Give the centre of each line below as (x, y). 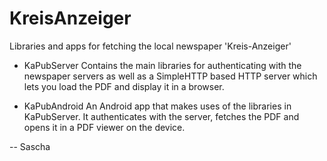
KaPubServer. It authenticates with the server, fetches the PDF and (161, 116)
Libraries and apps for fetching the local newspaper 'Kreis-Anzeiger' (150, 46)
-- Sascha (30, 146)
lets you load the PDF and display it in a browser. (124, 86)
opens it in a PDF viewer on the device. (104, 127)
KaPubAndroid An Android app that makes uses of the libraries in (157, 106)
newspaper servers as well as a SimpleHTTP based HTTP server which (170, 76)
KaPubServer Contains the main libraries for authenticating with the (162, 65)
